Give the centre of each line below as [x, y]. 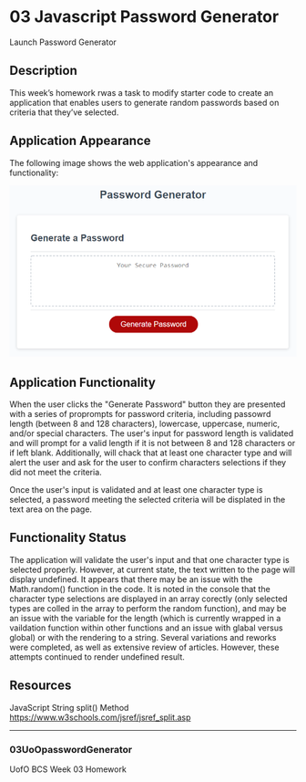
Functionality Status [68, 538]
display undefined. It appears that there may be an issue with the [131, 579]
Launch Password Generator [63, 42]
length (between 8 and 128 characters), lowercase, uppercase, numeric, [145, 423]
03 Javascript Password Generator [144, 17]
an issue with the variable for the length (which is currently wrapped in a [145, 618]
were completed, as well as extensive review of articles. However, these [144, 647]
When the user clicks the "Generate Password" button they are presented [148, 404]
